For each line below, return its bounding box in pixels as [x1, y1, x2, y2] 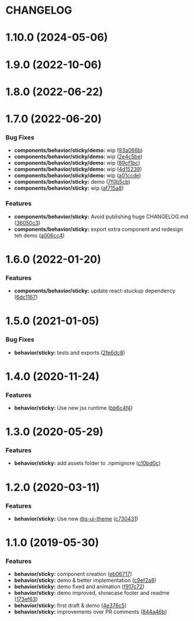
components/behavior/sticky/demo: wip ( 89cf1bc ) [14, 160, 140, 167]
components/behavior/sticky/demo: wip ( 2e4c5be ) [14, 153, 143, 160]
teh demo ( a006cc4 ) [14, 232, 65, 239]
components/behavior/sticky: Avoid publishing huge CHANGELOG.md [14, 213, 189, 220]
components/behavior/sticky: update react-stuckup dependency [14, 287, 176, 294]
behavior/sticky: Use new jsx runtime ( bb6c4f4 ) [14, 404, 133, 411]
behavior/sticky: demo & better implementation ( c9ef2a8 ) [14, 577, 157, 584]
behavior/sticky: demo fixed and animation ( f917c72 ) [14, 583, 145, 590]
